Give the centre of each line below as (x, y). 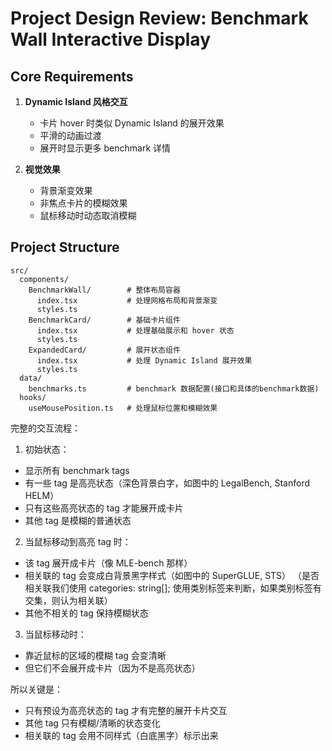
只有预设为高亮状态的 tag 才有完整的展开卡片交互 (126, 710)
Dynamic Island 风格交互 (76, 101)
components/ (44, 279)
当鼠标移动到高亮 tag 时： (78, 541)
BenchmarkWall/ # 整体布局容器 (104, 290)
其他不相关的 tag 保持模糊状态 (86, 613)
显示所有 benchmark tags (77, 470)
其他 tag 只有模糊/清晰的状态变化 (92, 723)
